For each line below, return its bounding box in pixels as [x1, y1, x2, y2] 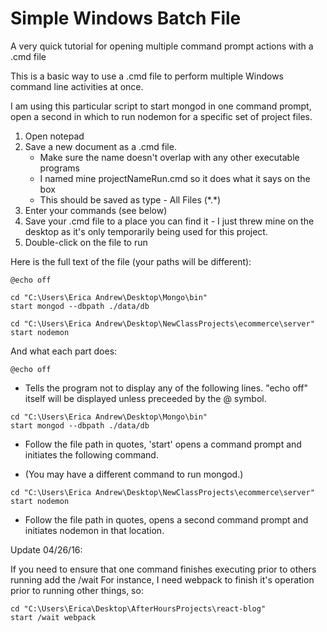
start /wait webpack [10, 612, 97, 622]
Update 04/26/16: [10, 543, 83, 556]
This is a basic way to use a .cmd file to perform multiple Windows [10, 70, 285, 82]
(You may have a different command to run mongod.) [24, 468, 244, 480]
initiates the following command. [24, 448, 159, 461]
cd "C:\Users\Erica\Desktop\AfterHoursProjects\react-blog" [10, 603, 267, 614]
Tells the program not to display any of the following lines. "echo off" [24, 382, 308, 394]
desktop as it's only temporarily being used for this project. [24, 225, 268, 237]
